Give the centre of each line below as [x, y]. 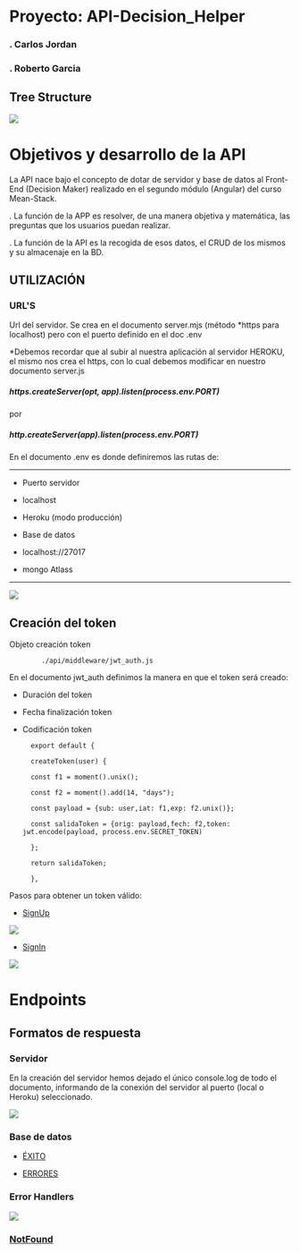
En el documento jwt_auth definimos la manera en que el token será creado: [149, 678]
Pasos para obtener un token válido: [76, 896]
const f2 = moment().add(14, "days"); [103, 793]
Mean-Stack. [33, 198]
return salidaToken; [69, 864]
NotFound [31, 1239]
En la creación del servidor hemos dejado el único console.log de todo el [143, 1078]
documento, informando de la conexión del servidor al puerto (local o [137, 1087]
